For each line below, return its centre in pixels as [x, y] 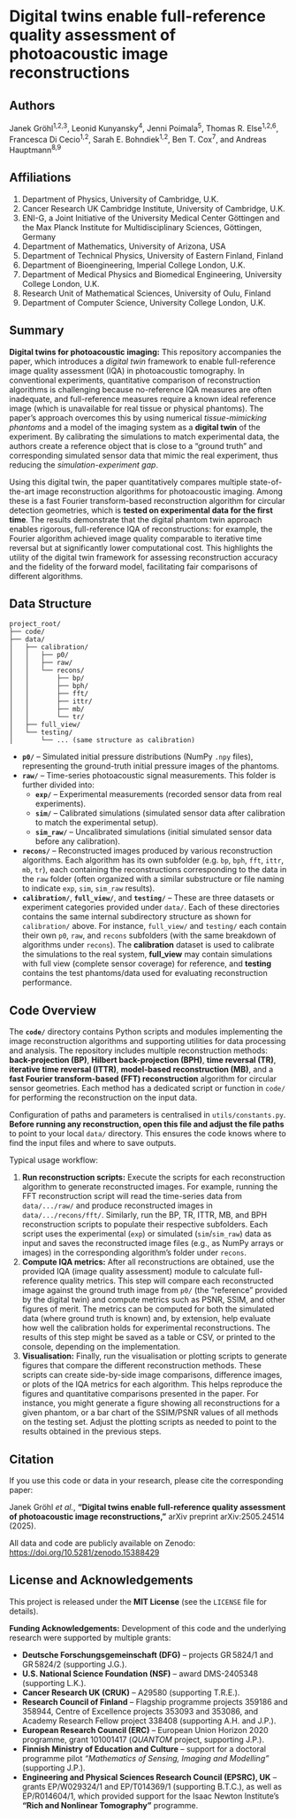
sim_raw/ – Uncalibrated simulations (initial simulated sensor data [153, 832]
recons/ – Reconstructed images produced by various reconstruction [147, 851]
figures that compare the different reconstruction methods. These [142, 1366]
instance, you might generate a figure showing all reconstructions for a [151, 1403]
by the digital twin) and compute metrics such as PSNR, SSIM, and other [153, 1300]
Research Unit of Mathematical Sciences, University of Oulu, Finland [146, 293]
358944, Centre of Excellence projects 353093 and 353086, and [140, 1711]
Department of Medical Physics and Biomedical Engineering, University [152, 274]
